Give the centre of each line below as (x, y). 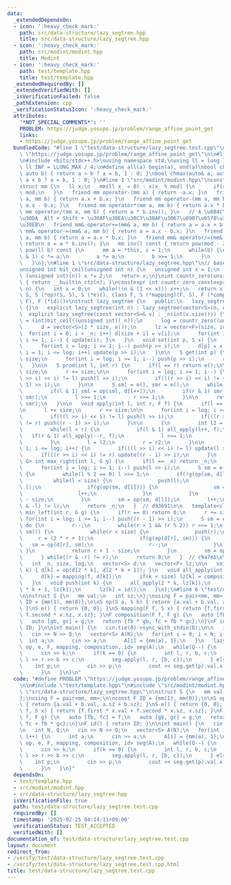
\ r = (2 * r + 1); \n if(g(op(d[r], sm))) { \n (115, 538)
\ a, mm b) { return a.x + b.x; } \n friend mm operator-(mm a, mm (120, 199)
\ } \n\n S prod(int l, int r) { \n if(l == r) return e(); (118, 365)
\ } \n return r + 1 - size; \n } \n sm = (118, 551)
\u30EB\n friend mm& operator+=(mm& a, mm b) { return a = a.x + (118, 224)
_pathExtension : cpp (43, 103)
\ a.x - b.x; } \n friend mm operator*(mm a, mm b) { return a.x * (120, 206)
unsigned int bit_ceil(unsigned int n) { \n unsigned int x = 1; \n (120, 269)
